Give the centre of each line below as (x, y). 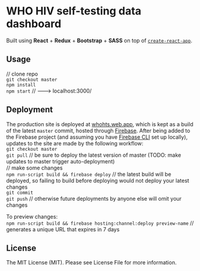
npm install (21, 85)
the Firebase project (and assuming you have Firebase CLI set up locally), (97, 137)
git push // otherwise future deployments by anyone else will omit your (94, 198)
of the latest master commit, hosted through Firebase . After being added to (98, 130)
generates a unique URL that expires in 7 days (63, 229)
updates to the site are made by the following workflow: (75, 143)
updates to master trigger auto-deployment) (60, 161)
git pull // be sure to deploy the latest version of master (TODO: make (94, 155)
